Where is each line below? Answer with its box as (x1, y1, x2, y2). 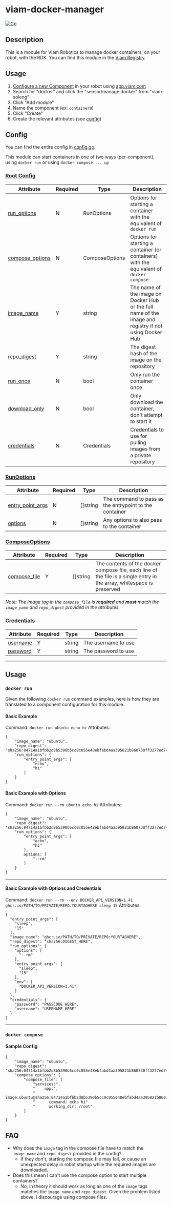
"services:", (32, 1081, 60, 1087)
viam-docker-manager (5, 4, 104, 15)
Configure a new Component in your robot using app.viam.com (12, 83, 146, 89)
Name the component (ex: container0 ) (12, 105, 94, 111)
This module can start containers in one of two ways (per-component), (5, 154, 155, 160)
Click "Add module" (12, 99, 54, 106)
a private (130, 452, 152, 459)
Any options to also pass (103, 516, 162, 523)
